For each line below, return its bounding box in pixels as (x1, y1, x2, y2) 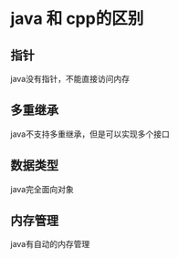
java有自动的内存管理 (10, 239, 90, 250)
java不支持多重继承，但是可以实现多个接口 (10, 129, 170, 139)
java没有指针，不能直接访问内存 (10, 74, 131, 84)
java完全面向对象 (10, 183, 74, 194)
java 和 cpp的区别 (10, 8, 144, 29)
